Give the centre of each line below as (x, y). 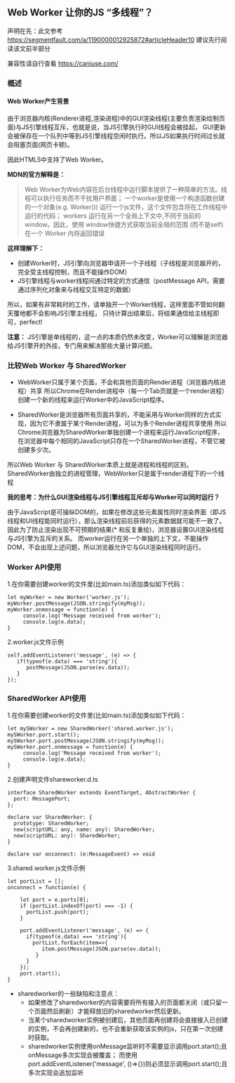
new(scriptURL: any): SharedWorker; (67, 835)
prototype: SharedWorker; (52, 823)
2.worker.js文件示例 (36, 642)
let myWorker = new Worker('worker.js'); (69, 597)
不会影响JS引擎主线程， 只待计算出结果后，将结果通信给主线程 (122, 313)
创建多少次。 (36, 450)
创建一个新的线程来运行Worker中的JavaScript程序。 (93, 400)
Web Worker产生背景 (38, 101)
